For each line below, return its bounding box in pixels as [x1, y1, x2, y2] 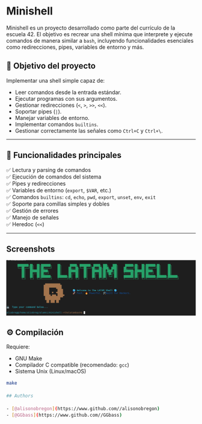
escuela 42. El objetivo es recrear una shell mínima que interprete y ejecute [6, 30, 193, 37]
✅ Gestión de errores [6, 207, 59, 214]
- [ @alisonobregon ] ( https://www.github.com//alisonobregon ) [6, 405, 161, 411]
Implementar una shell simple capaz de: [6, 77, 105, 84]
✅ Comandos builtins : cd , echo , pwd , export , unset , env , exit [6, 193, 156, 200]
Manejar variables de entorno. [14, 114, 90, 121]
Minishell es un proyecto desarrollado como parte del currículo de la [6, 24, 176, 31]
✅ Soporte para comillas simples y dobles [6, 200, 110, 207]
